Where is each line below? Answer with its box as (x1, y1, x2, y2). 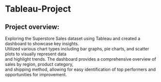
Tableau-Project (5, 3, 71, 15)
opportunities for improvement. (5, 72, 67, 77)
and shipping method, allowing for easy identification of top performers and (5, 66, 156, 72)
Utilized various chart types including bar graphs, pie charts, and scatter (5, 46, 149, 51)
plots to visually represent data (5, 51, 67, 57)
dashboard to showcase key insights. (5, 41, 79, 47)
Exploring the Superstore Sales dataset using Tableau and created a (5, 35, 141, 41)
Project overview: (5, 23, 59, 31)
